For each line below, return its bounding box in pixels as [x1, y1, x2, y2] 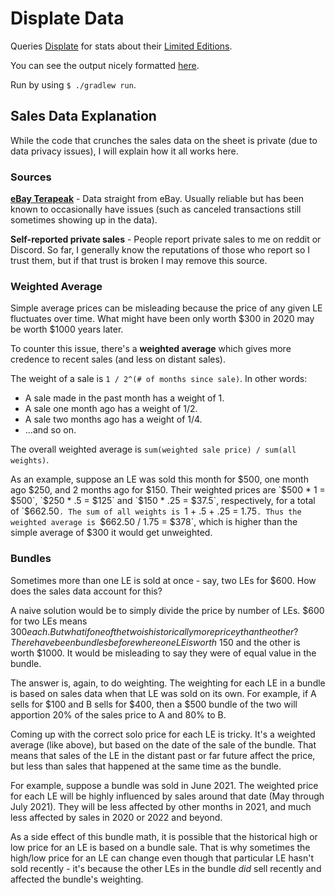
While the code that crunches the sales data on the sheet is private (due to [10, 134, 318, 146]
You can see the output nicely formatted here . [10, 59, 200, 71]
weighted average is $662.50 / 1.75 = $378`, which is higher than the [10, 516, 298, 528]
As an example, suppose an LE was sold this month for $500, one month [10, 473, 309, 486]
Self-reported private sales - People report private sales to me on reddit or [10, 233, 322, 246]
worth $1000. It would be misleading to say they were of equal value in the [10, 647, 317, 659]
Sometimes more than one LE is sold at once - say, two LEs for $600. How [10, 574, 317, 586]
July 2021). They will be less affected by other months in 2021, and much [10, 800, 312, 812]
